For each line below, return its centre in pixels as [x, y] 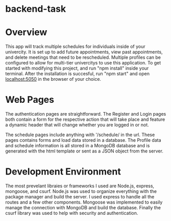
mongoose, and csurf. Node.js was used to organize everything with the [81, 191]
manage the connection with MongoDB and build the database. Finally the [83, 207]
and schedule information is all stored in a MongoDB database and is [78, 146]
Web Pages [30, 100]
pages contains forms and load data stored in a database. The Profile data [83, 140]
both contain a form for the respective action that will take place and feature [85, 119]
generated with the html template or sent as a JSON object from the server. [84, 151]
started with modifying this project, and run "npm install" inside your [77, 68]
